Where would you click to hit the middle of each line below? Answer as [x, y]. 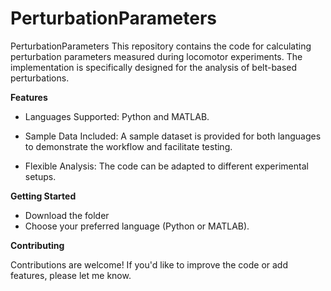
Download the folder [67, 215]
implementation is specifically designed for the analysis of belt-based [154, 67]
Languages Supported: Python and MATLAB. [117, 116]
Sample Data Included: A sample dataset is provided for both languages [173, 136]
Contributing [37, 245]
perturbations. [40, 78]
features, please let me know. [71, 275]
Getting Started [43, 196]
